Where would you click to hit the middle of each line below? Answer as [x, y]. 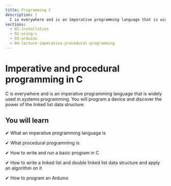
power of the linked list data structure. [45, 104]
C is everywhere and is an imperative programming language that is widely [83, 94]
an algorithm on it [24, 168]
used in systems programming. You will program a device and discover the [83, 99]
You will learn [27, 121]
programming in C [44, 79]
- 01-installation [30, 29]
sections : [16, 24]
